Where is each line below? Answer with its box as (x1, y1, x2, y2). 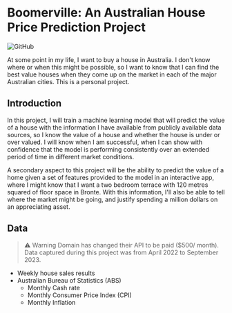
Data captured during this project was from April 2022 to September (23, 248, 219, 256)
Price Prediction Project (7, 19, 146, 35)
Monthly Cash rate (27, 283, 81, 292)
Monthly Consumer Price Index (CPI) (27, 291, 133, 299)
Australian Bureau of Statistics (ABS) (17, 276, 122, 284)
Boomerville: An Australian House (7, 5, 206, 21)
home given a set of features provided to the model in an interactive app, (7, 173, 215, 181)
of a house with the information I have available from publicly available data (7, 123, 222, 132)
